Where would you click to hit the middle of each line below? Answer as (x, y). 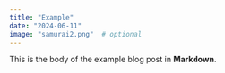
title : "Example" (42, 17)
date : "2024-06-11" (46, 26)
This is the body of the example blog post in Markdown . (113, 60)
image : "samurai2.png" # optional (76, 34)
